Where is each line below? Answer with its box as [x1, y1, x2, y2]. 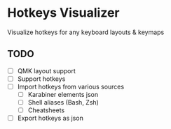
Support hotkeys [17, 75, 66, 83]
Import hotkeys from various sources [17, 82, 125, 91]
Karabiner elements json [27, 90, 99, 98]
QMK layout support [17, 66, 76, 75]
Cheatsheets [27, 106, 65, 114]
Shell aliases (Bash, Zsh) [27, 98, 100, 106]
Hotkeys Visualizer [7, 5, 120, 21]
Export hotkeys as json [17, 114, 84, 123]
